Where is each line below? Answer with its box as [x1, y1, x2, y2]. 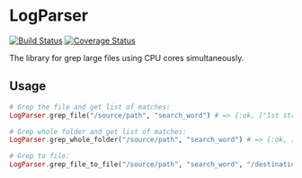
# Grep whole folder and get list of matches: [9, 127, 187, 136]
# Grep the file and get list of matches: [9, 102, 171, 111]
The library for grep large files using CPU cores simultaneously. [9, 52, 244, 63]
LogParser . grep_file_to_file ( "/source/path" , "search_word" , [9, 160, 244, 169]
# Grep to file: [9, 152, 70, 161]
